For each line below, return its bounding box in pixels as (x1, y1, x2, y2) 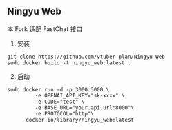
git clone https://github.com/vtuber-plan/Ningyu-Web (7, 53, 166, 60)
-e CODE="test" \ (35, 98, 85, 105)
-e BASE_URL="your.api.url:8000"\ (35, 104, 135, 111)
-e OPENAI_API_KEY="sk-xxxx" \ (35, 92, 126, 99)
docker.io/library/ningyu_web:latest (25, 116, 135, 123)
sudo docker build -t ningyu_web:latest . (7, 59, 131, 66)
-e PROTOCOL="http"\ (35, 110, 95, 117)
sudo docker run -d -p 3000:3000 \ (7, 86, 110, 93)
